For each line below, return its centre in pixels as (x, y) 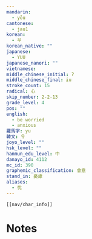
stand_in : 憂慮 (25, 177)
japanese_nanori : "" (32, 63)
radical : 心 (21, 91)
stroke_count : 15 (28, 86)
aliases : (17, 182)
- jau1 (20, 29)
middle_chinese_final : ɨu (39, 80)
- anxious (24, 126)
